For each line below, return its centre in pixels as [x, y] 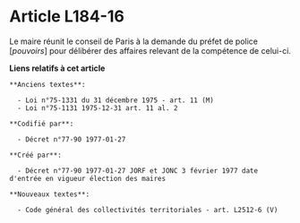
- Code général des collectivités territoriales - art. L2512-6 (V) [148, 210]
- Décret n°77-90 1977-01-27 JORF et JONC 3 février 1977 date [137, 171]
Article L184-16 [67, 17]
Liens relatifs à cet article [57, 68]
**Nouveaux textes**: [50, 194]
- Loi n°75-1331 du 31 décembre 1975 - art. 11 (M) [116, 100]
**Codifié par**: [42, 124]
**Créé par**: [36, 155]
